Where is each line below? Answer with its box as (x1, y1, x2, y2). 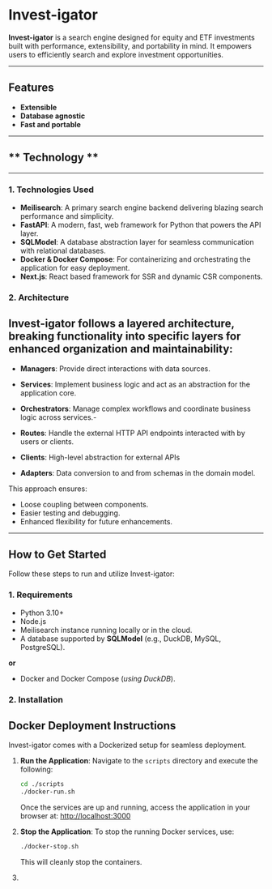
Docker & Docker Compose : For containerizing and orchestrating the (19, 254, 251, 264)
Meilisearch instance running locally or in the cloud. (19, 625, 193, 635)
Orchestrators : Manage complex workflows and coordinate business (19, 404, 251, 413)
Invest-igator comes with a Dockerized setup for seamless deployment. (8, 740, 247, 750)
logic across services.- (19, 412, 97, 422)
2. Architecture (8, 292, 70, 303)
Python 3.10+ (19, 608, 65, 618)
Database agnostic (19, 111, 86, 121)
